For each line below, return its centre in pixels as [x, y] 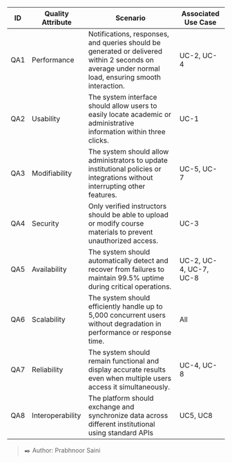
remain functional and [124, 361]
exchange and [111, 407]
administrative [111, 123]
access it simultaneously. [129, 387]
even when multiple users [130, 378]
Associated [200, 13]
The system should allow [128, 152]
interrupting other [117, 186]
